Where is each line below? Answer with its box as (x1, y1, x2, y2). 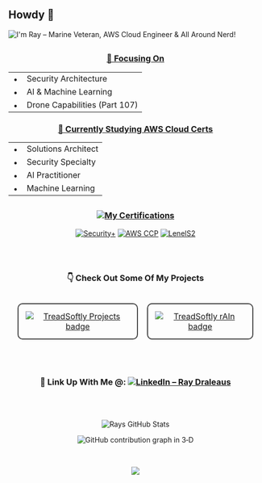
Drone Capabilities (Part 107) (27, 99, 139, 110)
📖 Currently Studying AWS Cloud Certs (57, 123, 214, 134)
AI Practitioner (27, 169, 81, 180)
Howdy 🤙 (8, 8, 55, 22)
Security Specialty (27, 156, 97, 167)
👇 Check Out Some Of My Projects (67, 272, 204, 283)
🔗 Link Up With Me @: (40, 376, 127, 388)
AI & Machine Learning (27, 86, 113, 97)
